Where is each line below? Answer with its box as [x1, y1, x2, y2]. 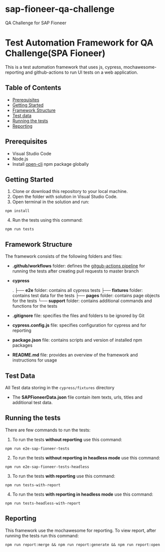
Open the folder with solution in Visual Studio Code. [12, 194, 118, 200]
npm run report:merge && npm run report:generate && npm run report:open [5, 542, 161, 547]
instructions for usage [12, 357, 57, 363]
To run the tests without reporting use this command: [12, 436, 123, 442]
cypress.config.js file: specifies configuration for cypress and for [12, 322, 147, 328]
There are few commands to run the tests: [5, 427, 90, 433]
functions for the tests [12, 303, 58, 309]
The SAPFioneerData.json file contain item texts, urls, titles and [12, 394, 143, 400]
